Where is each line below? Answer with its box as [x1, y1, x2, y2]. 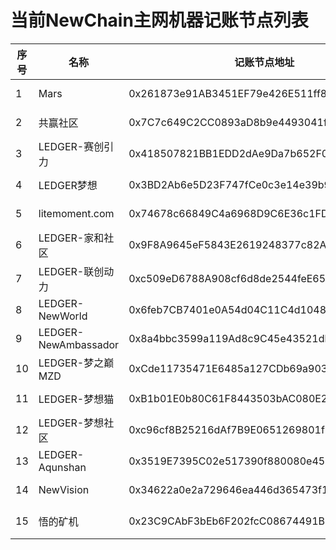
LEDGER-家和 [38, 231, 105, 245]
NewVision [38, 482, 90, 496]
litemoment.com [38, 206, 115, 220]
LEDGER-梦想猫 [38, 392, 115, 406]
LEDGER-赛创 [38, 139, 105, 153]
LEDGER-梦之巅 [38, 356, 115, 370]
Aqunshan [38, 460, 87, 474]
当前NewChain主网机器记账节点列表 [10, 9, 309, 32]
